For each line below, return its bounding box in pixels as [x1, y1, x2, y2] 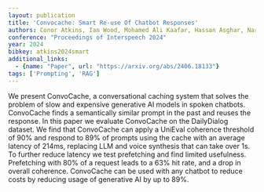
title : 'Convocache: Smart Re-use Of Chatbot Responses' [8, 19, 199, 27]
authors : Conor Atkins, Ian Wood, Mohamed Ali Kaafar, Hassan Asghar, [8, 26, 244, 34]
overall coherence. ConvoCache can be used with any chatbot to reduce [8, 166, 244, 176]
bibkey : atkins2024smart [8, 48, 90, 56]
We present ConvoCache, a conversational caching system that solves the [8, 91, 249, 100]
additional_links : [8, 56, 68, 63]
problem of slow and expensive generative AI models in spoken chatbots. [8, 100, 246, 109]
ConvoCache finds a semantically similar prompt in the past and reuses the [8, 107, 251, 118]
